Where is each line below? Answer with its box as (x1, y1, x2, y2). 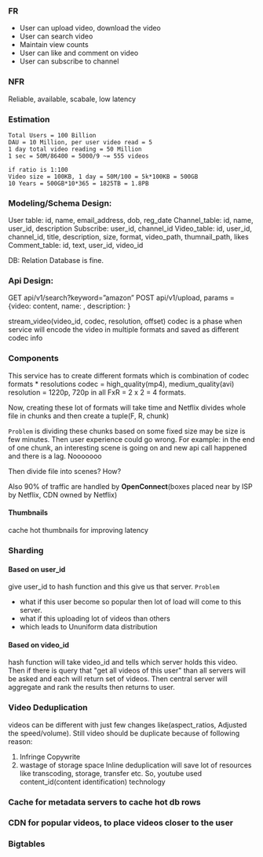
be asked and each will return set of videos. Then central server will (8, 674, 228, 684)
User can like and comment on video (19, 49, 139, 58)
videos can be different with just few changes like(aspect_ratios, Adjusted (8, 720, 247, 729)
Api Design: (8, 275, 53, 286)
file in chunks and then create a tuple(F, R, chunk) (8, 410, 170, 421)
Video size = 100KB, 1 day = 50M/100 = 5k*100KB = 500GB (8, 173, 199, 181)
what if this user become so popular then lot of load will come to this (19, 597, 242, 607)
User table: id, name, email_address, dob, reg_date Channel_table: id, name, (8, 216, 254, 225)
